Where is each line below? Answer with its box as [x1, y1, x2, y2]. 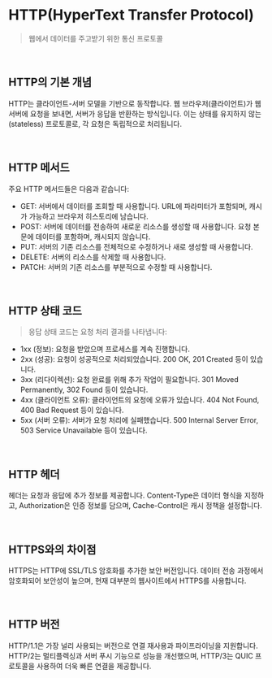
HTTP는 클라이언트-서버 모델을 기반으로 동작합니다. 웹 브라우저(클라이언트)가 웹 [8, 98, 261, 108]
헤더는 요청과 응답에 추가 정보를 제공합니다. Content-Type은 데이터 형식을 [8, 490, 243, 501]
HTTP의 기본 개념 [8, 76, 92, 89]
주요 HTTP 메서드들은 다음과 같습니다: [8, 184, 130, 193]
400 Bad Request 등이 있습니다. [19, 405, 124, 415]
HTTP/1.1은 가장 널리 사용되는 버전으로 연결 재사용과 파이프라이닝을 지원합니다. [8, 641, 258, 650]
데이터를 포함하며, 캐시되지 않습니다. [35, 232, 151, 241]
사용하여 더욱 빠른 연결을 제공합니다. [36, 661, 152, 671]
